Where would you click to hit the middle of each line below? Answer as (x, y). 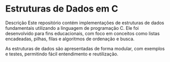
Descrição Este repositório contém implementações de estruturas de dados (85, 23)
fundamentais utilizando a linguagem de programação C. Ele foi (72, 28)
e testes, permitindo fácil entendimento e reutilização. (62, 54)
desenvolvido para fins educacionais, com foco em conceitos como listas (82, 33)
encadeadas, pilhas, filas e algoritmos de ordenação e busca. (70, 39)
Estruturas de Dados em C (62, 9)
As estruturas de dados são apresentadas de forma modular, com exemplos (85, 48)
